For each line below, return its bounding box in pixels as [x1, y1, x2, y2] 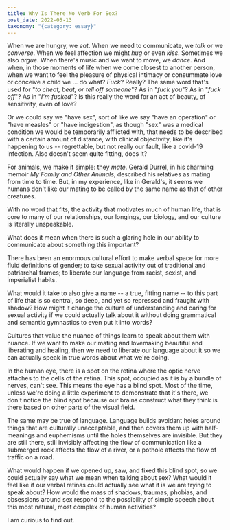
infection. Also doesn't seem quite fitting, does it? [7, 150, 148, 158]
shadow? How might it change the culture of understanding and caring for [7, 303, 217, 312]
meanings [7, 431, 36, 439]
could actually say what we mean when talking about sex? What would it [7, 474, 212, 482]
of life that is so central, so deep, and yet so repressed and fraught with [7, 297, 209, 305]
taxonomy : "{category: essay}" [7, 23, 97, 30]
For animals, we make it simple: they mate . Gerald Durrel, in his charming [7, 163, 214, 172]
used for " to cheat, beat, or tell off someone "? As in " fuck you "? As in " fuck [7, 85, 221, 93]
